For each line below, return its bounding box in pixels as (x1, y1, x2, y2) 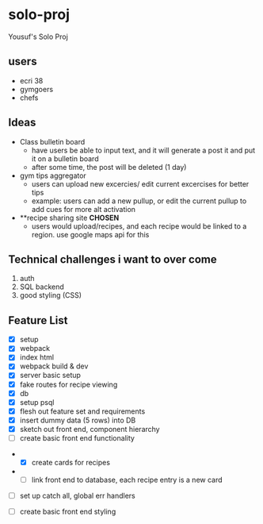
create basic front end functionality (19, 433, 135, 442)
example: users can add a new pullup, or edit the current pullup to (31, 196, 247, 206)
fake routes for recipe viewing (19, 380, 118, 389)
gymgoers (19, 84, 54, 94)
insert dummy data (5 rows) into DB (19, 415, 136, 425)
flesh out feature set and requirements (19, 406, 146, 416)
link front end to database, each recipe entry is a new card (31, 475, 223, 484)
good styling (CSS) (19, 291, 82, 300)
